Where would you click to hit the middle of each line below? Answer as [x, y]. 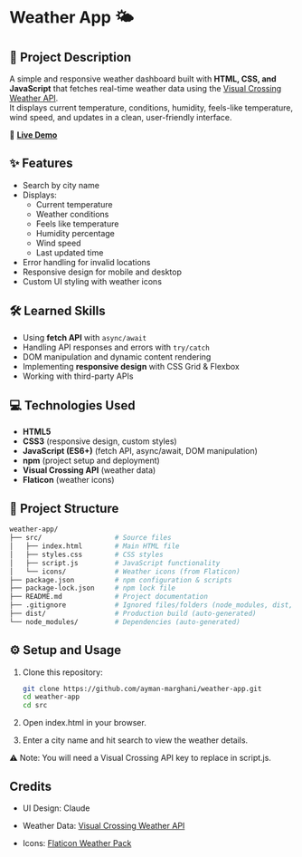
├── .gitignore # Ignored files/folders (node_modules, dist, [151, 605]
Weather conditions [72, 214]
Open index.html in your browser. [84, 723]
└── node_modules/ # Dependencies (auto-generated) [125, 621]
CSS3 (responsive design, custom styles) [100, 441]
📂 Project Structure [64, 508]
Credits [31, 786]
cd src [35, 706]
